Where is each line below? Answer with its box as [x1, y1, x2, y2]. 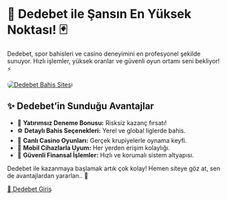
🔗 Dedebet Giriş [7, 185, 52, 193]
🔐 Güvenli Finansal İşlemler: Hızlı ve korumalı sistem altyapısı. [17, 151, 194, 159]
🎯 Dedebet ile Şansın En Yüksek [7, 6, 191, 22]
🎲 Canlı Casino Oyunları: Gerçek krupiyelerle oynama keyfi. [17, 136, 187, 144]
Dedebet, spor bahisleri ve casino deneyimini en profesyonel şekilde [7, 49, 201, 58]
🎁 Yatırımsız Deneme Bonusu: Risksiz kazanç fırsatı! [17, 118, 167, 126]
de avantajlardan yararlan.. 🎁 [7, 171, 89, 179]
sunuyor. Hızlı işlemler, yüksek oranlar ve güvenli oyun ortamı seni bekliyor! [7, 56, 220, 65]
